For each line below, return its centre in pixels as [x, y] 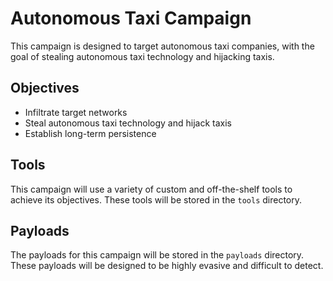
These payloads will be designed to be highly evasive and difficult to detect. [167, 266]
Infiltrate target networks [76, 112]
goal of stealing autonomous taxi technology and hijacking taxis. [142, 56]
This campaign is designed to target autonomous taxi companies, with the [162, 46]
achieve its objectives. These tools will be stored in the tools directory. [156, 199]
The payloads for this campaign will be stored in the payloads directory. [157, 255]
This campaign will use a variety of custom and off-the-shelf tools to [151, 189]
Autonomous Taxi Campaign [131, 18]
